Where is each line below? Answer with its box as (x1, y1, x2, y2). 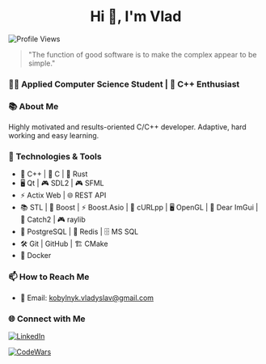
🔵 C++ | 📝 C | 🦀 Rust (19, 169, 88, 179)
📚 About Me (8, 100, 59, 112)
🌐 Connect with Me (8, 313, 87, 324)
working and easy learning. (8, 131, 99, 141)
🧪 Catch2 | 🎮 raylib (19, 214, 87, 225)
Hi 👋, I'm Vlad (90, 7, 182, 26)
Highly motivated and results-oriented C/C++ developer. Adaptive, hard (8, 122, 247, 132)
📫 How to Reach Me (8, 271, 90, 282)
